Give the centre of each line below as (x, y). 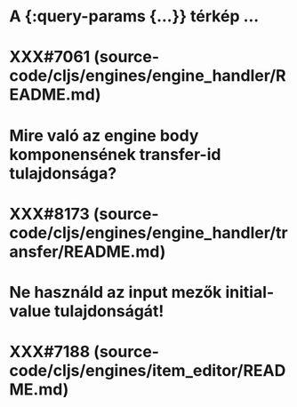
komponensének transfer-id (115, 154)
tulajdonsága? (63, 173)
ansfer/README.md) (88, 251)
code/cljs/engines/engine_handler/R (148, 76)
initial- (250, 292)
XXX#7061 (50, 57)
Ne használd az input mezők (116, 292)
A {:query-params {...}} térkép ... (134, 16)
